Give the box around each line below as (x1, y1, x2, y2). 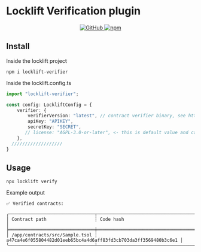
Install (6, 41, 30, 51)
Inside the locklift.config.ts (6, 79, 72, 86)
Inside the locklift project (6, 57, 68, 64)
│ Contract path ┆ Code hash (6, 217, 124, 223)
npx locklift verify (6, 178, 58, 185)
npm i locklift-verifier (6, 69, 68, 75)
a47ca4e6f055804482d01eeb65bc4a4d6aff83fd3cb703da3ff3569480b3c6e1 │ (6, 238, 184, 244)
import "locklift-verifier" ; (6, 91, 79, 97)
